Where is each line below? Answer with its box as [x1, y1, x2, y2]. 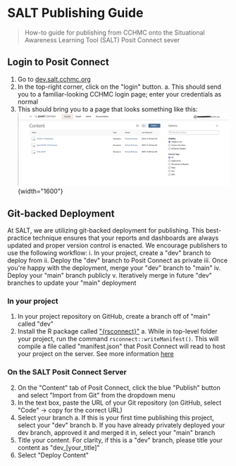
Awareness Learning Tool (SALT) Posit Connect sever [24, 35, 180, 44]
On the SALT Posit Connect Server [7, 367, 127, 377]
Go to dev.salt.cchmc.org [17, 75, 92, 83]
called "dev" [17, 319, 54, 329]
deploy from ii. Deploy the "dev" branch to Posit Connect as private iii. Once [7, 256, 228, 265]
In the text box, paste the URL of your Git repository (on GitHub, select [17, 398, 222, 407]
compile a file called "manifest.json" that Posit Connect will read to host [17, 342, 225, 350]
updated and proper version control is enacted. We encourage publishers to [7, 241, 228, 250]
